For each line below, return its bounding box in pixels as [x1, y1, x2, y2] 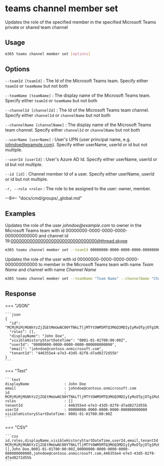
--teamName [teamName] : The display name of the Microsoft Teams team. [5, 92, 151, 98]
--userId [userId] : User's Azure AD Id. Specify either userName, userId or [5, 156, 158, 162]
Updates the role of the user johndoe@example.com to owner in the [5, 222, 142, 228]
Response [5, 289, 37, 298]
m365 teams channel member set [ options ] [5, 51, 91, 56]
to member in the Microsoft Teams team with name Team [38, 262, 154, 267]
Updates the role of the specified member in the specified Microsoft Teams [5, 19, 156, 25]
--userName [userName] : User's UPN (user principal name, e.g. [5, 136, 131, 142]
